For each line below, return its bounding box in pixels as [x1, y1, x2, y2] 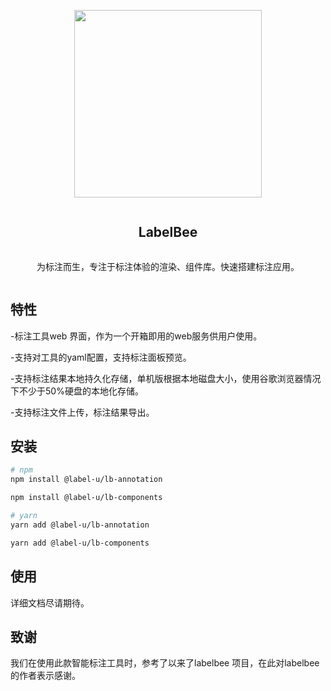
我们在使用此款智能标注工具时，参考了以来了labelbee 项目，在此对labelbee [10, 657, 320, 669]
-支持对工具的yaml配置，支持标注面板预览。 [10, 351, 192, 363]
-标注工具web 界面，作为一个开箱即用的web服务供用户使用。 [10, 330, 263, 342]
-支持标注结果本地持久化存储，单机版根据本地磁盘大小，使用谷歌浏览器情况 [10, 372, 322, 384]
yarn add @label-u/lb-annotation [10, 520, 150, 530]
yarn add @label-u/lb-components [10, 538, 150, 548]
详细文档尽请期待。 [10, 596, 90, 609]
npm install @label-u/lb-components [10, 493, 163, 503]
